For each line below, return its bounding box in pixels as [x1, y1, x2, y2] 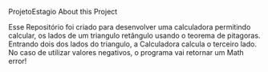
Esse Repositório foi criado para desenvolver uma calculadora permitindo [8, 22, 251, 31]
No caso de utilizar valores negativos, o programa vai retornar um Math [8, 48, 245, 57]
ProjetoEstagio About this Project [8, 7, 118, 16]
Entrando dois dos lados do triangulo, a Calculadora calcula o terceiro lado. [8, 39, 257, 49]
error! [8, 56, 27, 66]
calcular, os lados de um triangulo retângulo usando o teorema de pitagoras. [8, 31, 261, 40]
